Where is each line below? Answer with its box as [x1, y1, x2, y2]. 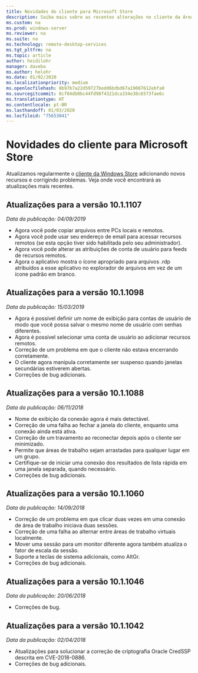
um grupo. [14, 453, 40, 460]
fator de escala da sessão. [14, 547, 80, 554]
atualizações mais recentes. [6, 183, 74, 190]
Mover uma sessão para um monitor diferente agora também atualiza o [14, 540, 187, 548]
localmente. [14, 535, 44, 542]
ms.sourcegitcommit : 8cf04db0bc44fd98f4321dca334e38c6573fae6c [6, 91, 165, 97]
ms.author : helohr [6, 69, 51, 75]
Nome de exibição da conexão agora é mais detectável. [14, 415, 150, 422]
